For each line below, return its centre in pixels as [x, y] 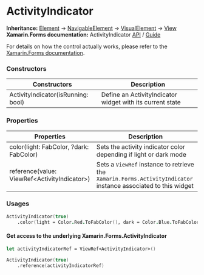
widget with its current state [141, 102]
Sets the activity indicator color [141, 146]
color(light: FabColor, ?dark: [49, 146]
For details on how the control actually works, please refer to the [87, 46]
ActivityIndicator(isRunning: [49, 95]
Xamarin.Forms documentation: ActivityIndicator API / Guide [83, 34]
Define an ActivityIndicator [139, 95]
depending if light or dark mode [141, 154]
